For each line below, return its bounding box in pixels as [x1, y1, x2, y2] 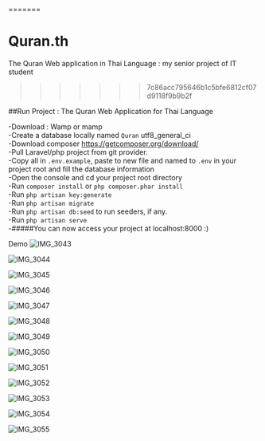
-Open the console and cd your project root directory [8, 172, 183, 182]
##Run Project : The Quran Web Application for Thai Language [8, 106, 213, 116]
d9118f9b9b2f [146, 91, 193, 100]
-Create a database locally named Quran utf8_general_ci [8, 130, 191, 140]
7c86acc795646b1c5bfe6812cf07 [146, 82, 257, 92]
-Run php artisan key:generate [8, 189, 112, 199]
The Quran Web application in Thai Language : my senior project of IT [8, 58, 237, 68]
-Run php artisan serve [8, 215, 88, 224]
